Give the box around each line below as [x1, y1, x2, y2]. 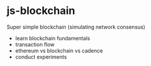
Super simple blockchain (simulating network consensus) [6, 23, 146, 30]
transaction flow [15, 41, 55, 48]
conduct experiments [15, 53, 67, 60]
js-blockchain [6, 4, 76, 18]
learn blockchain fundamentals [15, 34, 90, 41]
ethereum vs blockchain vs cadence [15, 47, 103, 54]
